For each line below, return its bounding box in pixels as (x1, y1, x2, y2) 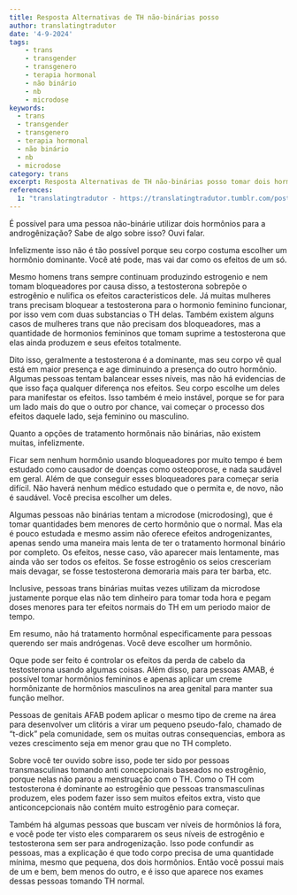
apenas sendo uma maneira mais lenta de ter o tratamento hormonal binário (9, 537, 286, 548)
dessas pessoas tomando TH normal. (9, 876, 146, 886)
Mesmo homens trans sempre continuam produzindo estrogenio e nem (9, 271, 268, 282)
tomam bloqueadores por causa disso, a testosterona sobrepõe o (9, 281, 247, 291)
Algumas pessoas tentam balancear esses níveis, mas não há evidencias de (9, 373, 286, 383)
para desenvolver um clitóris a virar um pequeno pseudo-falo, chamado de (9, 719, 283, 729)
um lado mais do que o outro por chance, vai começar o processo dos (9, 401, 265, 412)
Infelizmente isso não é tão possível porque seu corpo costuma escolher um (9, 244, 287, 255)
